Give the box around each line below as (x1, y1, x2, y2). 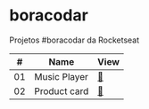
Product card (34, 85, 89, 97)
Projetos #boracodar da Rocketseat (9, 35, 140, 45)
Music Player (34, 70, 89, 82)
